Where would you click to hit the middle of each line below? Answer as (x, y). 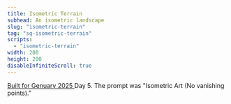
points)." (19, 93)
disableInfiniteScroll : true (50, 66)
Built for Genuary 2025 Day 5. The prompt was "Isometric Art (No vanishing (116, 85)
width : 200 (23, 53)
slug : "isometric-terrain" (46, 27)
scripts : (20, 40)
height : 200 (24, 59)
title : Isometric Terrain (45, 14)
